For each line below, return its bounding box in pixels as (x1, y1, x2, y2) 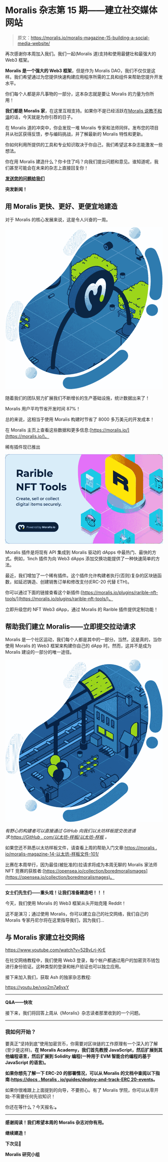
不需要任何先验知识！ (11, 1093, 56, 1099)
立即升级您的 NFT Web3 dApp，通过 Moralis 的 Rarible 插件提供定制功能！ (5, 606, 158, 612)
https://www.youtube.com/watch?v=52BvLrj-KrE (5, 947, 106, 953)
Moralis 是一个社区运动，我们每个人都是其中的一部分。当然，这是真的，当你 (5, 637, 162, 643)
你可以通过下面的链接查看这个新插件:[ (5, 589, 83, 595)
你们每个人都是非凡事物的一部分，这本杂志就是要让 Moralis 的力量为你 (5, 91, 150, 97)
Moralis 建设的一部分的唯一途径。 (5, 649, 74, 655)
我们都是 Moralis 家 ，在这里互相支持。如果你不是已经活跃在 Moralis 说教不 (5, 107, 158, 113)
